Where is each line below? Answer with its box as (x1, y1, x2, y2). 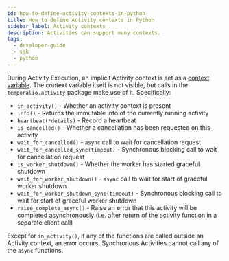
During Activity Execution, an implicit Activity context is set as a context (7, 73, 210, 82)
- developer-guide (13, 42, 67, 49)
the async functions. (7, 246, 64, 254)
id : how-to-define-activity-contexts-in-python (7, 10, 146, 17)
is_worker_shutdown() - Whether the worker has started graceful (16, 159, 200, 168)
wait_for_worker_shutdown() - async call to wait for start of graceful (16, 174, 208, 183)
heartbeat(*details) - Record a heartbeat (16, 116, 136, 124)
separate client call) (16, 218, 73, 227)
